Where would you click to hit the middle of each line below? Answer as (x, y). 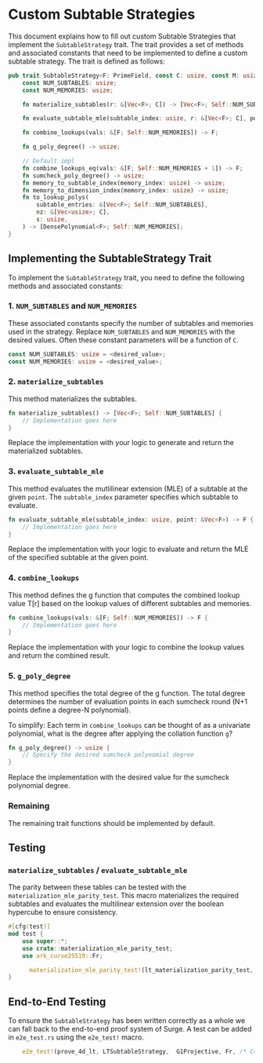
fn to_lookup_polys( (56, 198)
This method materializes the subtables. (72, 399)
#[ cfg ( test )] (29, 927)
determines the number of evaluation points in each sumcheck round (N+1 (128, 701)
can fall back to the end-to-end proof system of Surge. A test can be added (130, 1029)
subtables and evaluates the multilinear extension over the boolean (116, 904)
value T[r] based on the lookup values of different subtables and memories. (130, 603)
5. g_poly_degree (40, 676)
